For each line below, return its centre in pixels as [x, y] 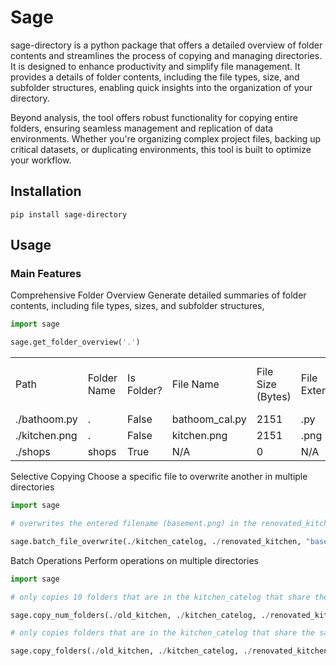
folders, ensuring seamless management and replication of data [142, 128]
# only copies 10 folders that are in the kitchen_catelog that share [160, 597]
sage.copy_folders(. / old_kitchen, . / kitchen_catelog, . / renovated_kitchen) [171, 651]
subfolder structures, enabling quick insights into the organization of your [161, 87]
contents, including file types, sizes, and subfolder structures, [137, 306]
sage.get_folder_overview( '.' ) [75, 342]
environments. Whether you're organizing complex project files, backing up [166, 138]
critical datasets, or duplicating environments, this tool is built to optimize [161, 149]
